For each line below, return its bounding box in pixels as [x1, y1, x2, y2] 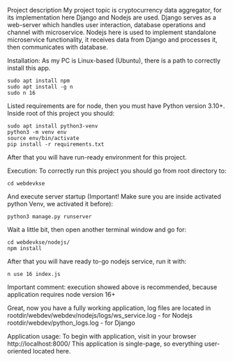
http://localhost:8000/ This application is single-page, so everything [7, 339, 204, 348]
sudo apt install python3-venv [7, 123, 98, 130]
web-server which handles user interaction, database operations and [7, 21, 206, 29]
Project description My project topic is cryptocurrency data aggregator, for [7, 6, 222, 14]
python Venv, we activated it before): [7, 200, 114, 208]
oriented [7, 347, 31, 355]
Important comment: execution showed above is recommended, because [7, 283, 218, 291]
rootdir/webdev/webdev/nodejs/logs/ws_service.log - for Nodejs [7, 312, 193, 319]
